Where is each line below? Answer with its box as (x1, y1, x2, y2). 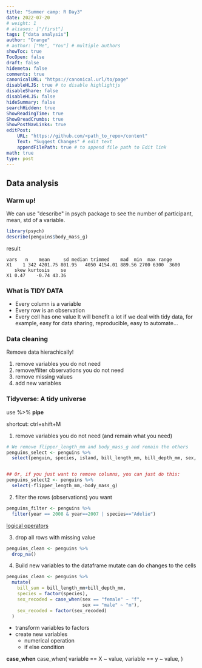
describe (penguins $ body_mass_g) (6, 234, 88, 240)
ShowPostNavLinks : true (6, 122, 67, 128)
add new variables (15, 380, 62, 387)
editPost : (6, 127, 32, 133)
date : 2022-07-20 (6, 15, 50, 21)
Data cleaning (6, 335, 49, 343)
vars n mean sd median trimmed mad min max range (6, 256, 172, 263)
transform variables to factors (15, 624, 90, 632)
